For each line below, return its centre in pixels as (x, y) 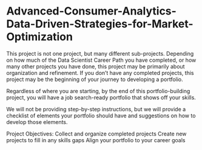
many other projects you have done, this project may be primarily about (96, 66)
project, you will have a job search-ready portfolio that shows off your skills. (101, 97)
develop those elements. (37, 122)
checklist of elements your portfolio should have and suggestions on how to (101, 116)
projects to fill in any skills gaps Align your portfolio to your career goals (96, 140)
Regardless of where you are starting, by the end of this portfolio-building (98, 91)
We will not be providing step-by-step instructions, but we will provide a (96, 109)
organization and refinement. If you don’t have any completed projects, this (100, 73)
